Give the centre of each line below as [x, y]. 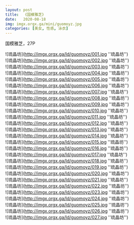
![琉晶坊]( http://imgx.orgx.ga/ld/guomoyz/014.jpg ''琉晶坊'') [67, 136]
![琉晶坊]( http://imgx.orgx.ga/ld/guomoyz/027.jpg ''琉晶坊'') [67, 217]
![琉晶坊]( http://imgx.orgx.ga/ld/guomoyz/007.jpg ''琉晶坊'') [67, 92]
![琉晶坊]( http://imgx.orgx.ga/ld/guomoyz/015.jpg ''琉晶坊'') [66, 142]
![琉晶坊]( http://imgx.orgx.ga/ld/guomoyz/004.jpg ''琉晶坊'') [67, 73]
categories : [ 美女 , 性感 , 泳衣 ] [37, 29]
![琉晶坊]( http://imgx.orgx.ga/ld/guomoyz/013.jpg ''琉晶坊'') [67, 130]
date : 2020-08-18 [26, 19]
